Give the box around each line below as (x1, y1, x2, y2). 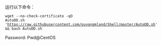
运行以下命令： (5, 4, 35, 10)
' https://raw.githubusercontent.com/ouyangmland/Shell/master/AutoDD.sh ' (5, 22, 158, 27)
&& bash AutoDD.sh (5, 26, 42, 31)
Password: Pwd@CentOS (5, 35, 56, 40)
